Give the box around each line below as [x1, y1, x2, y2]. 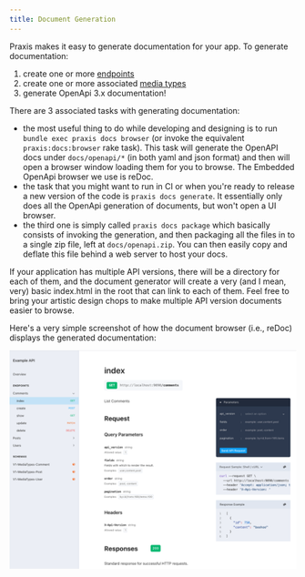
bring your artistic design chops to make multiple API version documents [9, 295, 282, 306]
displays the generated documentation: [9, 332, 157, 343]
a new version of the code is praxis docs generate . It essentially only [22, 190, 283, 201]
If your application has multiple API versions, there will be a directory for [9, 266, 280, 277]
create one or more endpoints [22, 68, 135, 79]
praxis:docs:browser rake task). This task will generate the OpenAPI [22, 142, 280, 153]
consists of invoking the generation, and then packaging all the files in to [22, 228, 296, 240]
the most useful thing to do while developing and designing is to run [22, 123, 278, 134]
